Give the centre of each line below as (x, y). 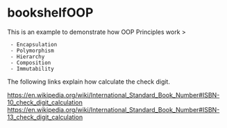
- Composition (31, 63)
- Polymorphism (32, 51)
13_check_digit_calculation (45, 117)
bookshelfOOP (50, 13)
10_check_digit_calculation (45, 102)
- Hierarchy (27, 57)
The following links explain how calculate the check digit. (89, 82)
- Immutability (32, 68)
